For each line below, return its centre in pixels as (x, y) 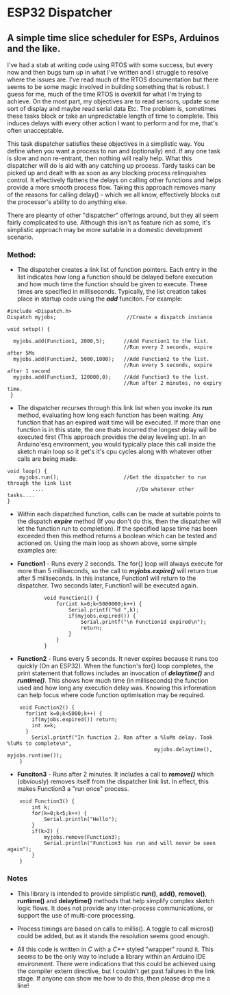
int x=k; (44, 726)
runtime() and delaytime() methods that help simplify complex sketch (116, 900)
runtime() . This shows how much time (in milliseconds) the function (113, 681)
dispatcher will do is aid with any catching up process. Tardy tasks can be (111, 165)
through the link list (39, 483)
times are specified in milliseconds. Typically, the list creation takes (112, 292)
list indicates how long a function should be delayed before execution (115, 277)
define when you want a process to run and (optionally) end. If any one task (114, 151)
